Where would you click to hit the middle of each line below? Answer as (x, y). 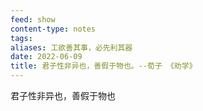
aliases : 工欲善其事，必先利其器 (71, 47)
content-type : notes (53, 29)
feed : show (33, 19)
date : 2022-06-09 (46, 57)
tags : (21, 38)
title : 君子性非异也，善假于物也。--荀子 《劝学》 (103, 66)
